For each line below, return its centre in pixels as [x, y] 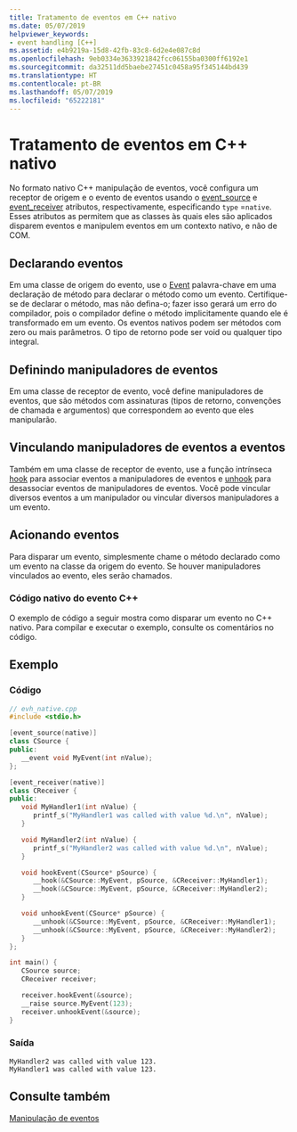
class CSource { [39, 742]
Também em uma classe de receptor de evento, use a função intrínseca [141, 469]
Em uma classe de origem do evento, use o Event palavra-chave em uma [143, 285]
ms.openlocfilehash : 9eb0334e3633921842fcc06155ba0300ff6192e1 [129, 59]
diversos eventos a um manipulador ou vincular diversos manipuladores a [144, 497]
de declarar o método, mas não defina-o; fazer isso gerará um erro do [148, 304]
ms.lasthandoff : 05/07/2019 [61, 92]
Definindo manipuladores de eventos [114, 369]
